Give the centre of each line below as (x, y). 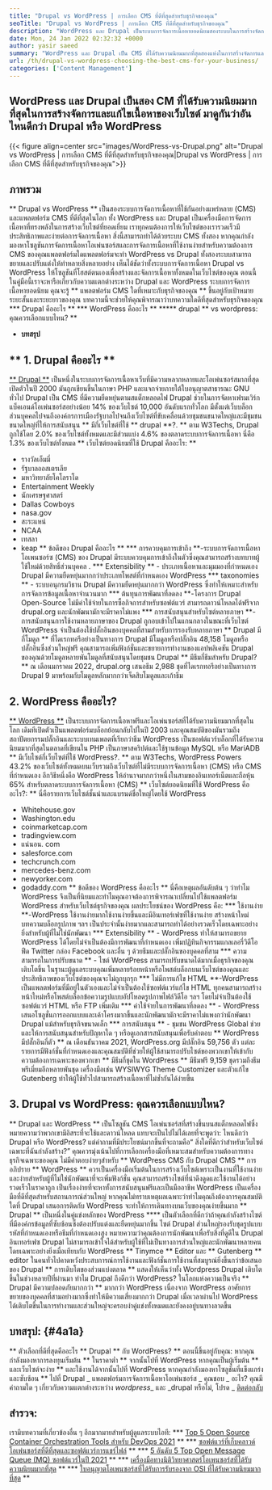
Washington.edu (48, 818)
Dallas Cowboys (48, 504)
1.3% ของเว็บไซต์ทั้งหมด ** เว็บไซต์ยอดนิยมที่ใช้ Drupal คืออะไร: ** (103, 443)
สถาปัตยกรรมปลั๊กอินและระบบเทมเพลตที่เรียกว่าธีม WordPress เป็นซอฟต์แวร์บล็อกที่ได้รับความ (136, 739)
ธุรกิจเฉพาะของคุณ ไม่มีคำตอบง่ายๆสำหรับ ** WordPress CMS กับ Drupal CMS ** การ (133, 1160)
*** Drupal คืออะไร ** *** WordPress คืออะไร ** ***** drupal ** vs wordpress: (134, 309)
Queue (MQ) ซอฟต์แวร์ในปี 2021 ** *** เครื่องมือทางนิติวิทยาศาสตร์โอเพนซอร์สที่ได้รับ (131, 1460)
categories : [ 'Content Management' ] (71, 69)
